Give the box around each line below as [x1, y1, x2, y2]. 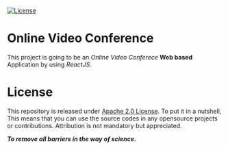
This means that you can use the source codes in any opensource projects [7, 114, 218, 123]
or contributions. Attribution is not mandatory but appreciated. [7, 121, 183, 129]
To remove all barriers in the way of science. [7, 134, 137, 143]
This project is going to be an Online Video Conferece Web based [7, 53, 193, 61]
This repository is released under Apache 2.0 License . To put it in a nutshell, [7, 107, 222, 115]
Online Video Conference [7, 31, 154, 46]
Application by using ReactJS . [7, 60, 92, 68]
